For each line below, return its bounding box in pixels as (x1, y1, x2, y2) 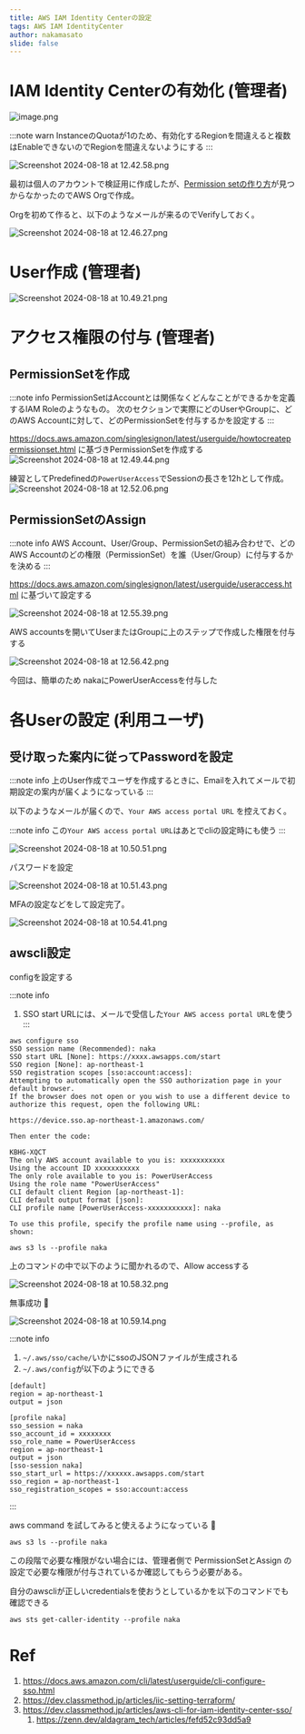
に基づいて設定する (20, 589, 93, 600)
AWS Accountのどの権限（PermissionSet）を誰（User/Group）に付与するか (9, 549, 294, 560)
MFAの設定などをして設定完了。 (9, 898, 130, 910)
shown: (9, 1227, 34, 1236)
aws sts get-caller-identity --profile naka (9, 1615, 181, 1624)
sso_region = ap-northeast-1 (9, 1477, 120, 1486)
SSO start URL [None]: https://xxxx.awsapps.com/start (9, 1052, 221, 1061)
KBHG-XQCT (9, 1147, 47, 1156)
